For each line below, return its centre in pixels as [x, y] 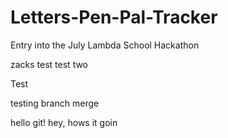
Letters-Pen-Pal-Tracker [114, 17]
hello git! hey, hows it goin [64, 122]
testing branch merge [55, 103]
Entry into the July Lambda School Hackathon [105, 45]
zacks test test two [49, 64]
